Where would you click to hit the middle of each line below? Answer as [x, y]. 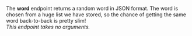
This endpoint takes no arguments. [48, 27]
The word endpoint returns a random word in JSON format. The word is [92, 8]
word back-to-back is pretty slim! [46, 21]
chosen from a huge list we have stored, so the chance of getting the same [96, 15]
